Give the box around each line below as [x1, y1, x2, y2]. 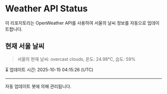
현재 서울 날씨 [5, 42, 45, 50]
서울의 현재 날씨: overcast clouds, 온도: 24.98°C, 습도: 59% [17, 56, 136, 62]
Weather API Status [5, 3, 88, 14]
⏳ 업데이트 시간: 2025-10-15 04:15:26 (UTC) [5, 66, 93, 72]
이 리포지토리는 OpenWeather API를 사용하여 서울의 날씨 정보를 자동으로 [5, 20, 147, 26]
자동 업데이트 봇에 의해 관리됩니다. [5, 83, 72, 89]
